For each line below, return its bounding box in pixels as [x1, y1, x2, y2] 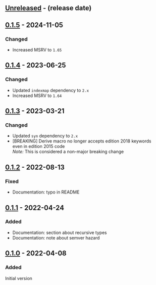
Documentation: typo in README [12, 189, 80, 195]
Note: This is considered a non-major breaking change [12, 148, 124, 155]
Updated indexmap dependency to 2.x [12, 87, 89, 93]
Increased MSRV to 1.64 [12, 93, 62, 98]
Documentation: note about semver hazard [12, 235, 100, 240]
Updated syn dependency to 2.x [12, 133, 78, 139]
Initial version [5, 275, 33, 281]
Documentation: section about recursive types [12, 230, 107, 236]
